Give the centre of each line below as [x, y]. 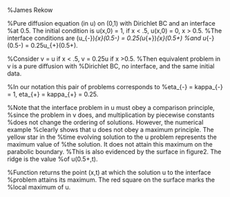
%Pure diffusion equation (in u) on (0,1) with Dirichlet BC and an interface [111, 23]
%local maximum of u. [39, 187]
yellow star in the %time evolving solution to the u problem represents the [112, 137]
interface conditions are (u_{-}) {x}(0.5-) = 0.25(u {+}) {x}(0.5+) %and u [107, 38]
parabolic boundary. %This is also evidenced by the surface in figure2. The [114, 152]
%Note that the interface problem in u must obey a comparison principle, [111, 107]
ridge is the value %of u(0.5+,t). [52, 159]
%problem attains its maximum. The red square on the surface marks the [111, 180]
